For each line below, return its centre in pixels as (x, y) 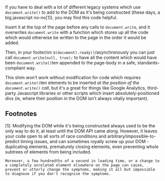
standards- (148, 63)
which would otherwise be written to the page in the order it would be (76, 37)
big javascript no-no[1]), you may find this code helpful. (61, 17)
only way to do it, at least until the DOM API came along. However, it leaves (81, 131)
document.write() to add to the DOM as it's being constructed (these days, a (83, 12)
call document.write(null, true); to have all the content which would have (81, 58)
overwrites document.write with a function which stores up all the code (77, 32)
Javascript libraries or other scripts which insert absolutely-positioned (88, 93)
